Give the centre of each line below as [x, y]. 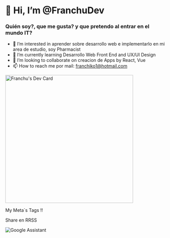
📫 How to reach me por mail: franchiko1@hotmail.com [70, 66]
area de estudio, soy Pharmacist [46, 49]
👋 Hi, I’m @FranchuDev [55, 10]
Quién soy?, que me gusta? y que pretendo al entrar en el [77, 27]
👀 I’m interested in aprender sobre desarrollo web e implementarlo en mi [89, 44]
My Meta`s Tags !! [24, 210]
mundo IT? [19, 33]
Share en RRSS [21, 220]
